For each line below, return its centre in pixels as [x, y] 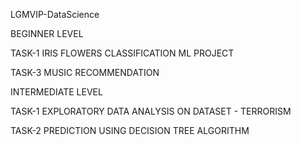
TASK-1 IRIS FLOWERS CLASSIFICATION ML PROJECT [122, 53]
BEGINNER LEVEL [47, 33]
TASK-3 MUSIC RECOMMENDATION [85, 72]
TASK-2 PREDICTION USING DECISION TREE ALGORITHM [130, 130]
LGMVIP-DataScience [55, 14]
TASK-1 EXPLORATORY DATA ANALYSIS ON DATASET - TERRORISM [151, 111]
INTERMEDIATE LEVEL [56, 92]
